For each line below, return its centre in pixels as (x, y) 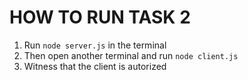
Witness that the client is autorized (95, 66)
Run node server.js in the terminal (95, 45)
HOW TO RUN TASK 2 (100, 17)
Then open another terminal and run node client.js (131, 55)
